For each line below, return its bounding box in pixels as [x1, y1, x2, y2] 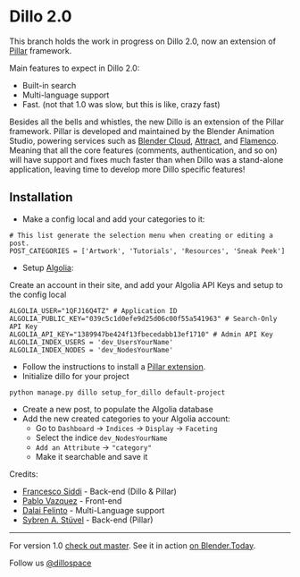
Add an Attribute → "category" [35, 441, 152, 453]
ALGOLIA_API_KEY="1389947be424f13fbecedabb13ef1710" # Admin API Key [9, 329, 274, 339]
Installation [9, 190, 73, 205]
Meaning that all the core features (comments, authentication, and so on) [9, 145, 279, 156]
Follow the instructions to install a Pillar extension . [21, 361, 206, 372]
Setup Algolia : [21, 262, 74, 273]
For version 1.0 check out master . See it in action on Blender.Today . [9, 539, 256, 551]
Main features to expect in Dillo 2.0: [9, 63, 140, 73]
